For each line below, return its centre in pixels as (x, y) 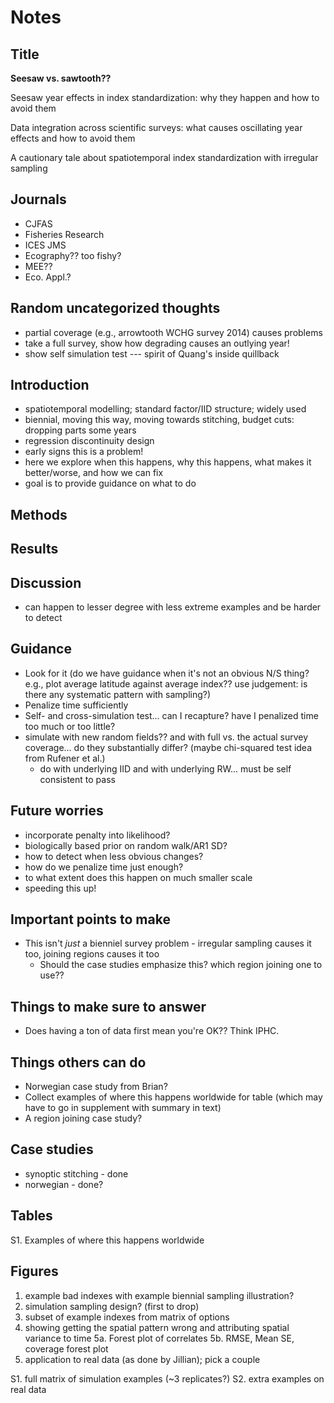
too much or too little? (70, 726)
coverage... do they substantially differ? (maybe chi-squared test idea (168, 747)
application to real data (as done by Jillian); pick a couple (142, 1359)
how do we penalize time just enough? (104, 867)
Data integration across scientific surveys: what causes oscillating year (156, 127)
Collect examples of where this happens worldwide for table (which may (173, 1097)
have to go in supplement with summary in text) (123, 1108)
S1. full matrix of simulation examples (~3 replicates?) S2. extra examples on (167, 1378)
